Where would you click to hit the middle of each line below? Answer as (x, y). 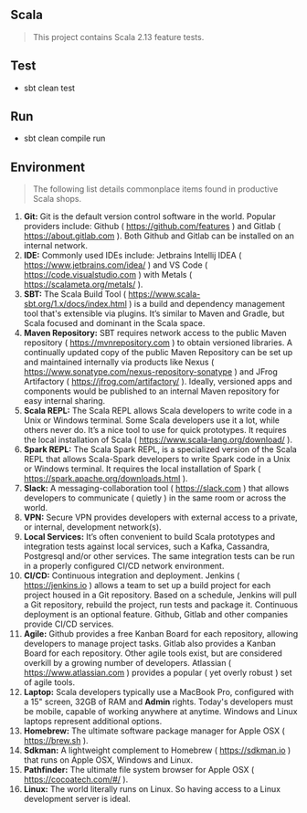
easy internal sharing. (64, 401)
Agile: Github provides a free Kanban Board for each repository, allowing (161, 634)
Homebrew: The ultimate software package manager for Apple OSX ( (154, 731)
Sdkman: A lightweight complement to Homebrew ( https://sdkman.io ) (157, 750)
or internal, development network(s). (93, 527)
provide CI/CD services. (69, 624)
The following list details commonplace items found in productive (155, 189)
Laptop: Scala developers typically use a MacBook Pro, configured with (159, 692)
